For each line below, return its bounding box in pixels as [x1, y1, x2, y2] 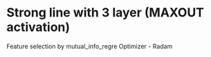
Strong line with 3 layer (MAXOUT [6, 5, 205, 21]
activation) [6, 19, 71, 35]
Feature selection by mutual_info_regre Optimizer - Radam [6, 42, 173, 50]
